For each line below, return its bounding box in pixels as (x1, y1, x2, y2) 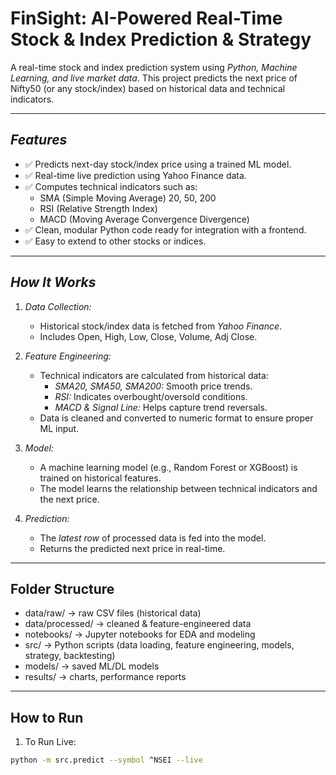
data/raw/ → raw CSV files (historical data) (24, 607, 202, 619)
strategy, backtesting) (24, 650, 116, 662)
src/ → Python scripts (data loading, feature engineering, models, (24, 639, 295, 651)
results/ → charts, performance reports (24, 671, 187, 683)
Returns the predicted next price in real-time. (39, 542, 226, 554)
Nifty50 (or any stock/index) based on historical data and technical (10, 82, 286, 94)
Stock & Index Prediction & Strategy (10, 28, 312, 51)
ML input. (39, 422, 80, 434)
